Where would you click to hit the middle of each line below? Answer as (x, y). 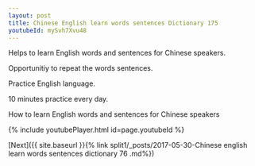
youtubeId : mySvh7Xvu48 (48, 30)
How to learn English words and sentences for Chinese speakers (114, 114)
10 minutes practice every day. (58, 99)
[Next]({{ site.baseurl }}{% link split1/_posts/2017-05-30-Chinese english (128, 145)
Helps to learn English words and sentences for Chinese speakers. (117, 53)
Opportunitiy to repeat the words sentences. (81, 68)
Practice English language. (52, 83)
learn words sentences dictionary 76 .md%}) (81, 154)
